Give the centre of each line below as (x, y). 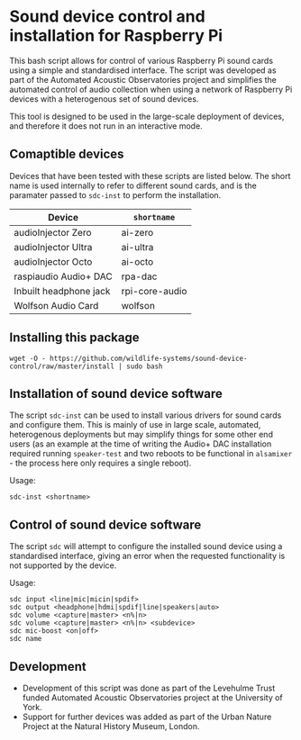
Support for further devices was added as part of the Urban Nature (147, 717)
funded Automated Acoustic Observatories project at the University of (153, 698)
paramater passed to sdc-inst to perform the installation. (115, 194)
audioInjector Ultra (53, 247)
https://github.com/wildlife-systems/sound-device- (148, 358)
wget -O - (28, 358)
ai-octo (137, 261)
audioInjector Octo (53, 261)
